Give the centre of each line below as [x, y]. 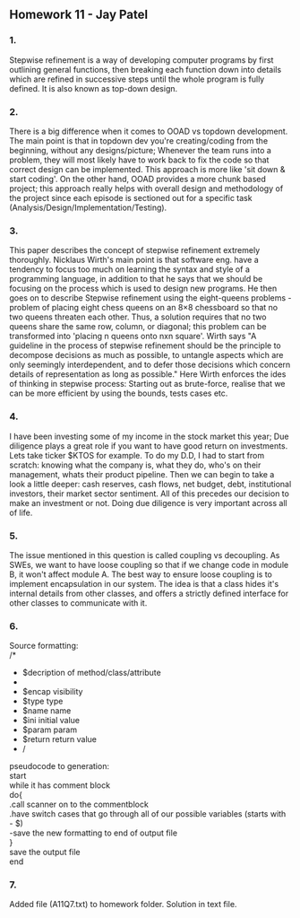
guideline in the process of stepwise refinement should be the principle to [145, 345]
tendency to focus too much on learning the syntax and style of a [130, 269]
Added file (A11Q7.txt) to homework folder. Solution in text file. [123, 905]
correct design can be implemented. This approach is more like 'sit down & [147, 169]
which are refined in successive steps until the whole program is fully [137, 79]
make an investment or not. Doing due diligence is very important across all [149, 503]
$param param [50, 730]
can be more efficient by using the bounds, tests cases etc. [119, 393]
